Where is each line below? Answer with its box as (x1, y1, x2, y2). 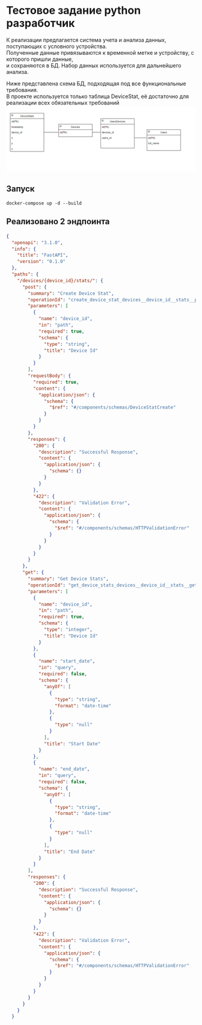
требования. (6, 86, 38, 93)
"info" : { (11, 246, 36, 252)
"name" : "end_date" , (38, 766, 90, 772)
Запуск (6, 183, 35, 194)
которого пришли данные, (6, 55, 73, 63)
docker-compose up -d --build (6, 200, 82, 206)
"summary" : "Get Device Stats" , (28, 576, 109, 582)
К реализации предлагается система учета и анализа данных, (6, 36, 167, 43)
